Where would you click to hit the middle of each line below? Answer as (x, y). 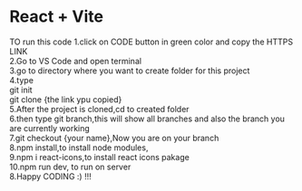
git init (21, 90)
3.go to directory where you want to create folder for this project (130, 71)
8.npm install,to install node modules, (79, 148)
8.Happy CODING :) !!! (51, 176)
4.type (22, 80)
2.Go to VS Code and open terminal (76, 61)
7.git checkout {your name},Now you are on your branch (114, 138)
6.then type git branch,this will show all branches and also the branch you (147, 119)
